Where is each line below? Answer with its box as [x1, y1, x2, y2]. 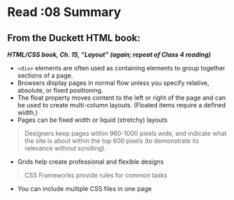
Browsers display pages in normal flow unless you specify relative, [17, 79, 210, 87]
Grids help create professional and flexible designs [17, 157, 164, 166]
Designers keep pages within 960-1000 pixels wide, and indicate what [24, 130, 227, 137]
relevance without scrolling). [24, 144, 107, 152]
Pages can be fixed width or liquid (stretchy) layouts [17, 116, 168, 124]
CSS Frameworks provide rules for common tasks [24, 171, 168, 179]
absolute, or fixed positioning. [17, 86, 103, 94]
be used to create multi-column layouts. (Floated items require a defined [17, 101, 226, 109]
